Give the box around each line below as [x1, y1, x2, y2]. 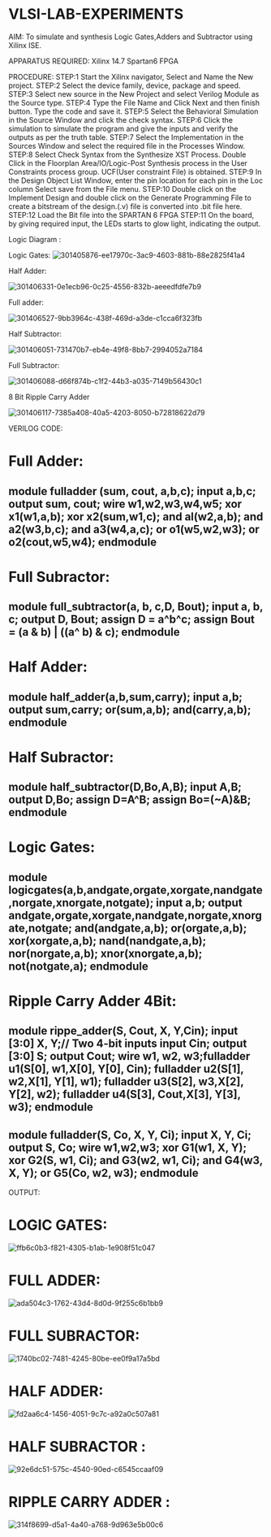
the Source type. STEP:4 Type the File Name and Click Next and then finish [8, 98, 260, 107]
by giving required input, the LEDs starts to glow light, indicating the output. [8, 219, 261, 228]
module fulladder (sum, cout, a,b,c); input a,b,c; [8, 484, 257, 498]
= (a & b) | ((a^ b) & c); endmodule [8, 625, 180, 639]
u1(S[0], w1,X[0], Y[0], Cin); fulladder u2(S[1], [8, 1062, 244, 1076]
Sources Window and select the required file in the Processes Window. [8, 141, 246, 150]
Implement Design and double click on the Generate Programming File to [8, 193, 252, 202]
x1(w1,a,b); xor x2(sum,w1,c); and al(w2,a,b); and [8, 510, 264, 523]
